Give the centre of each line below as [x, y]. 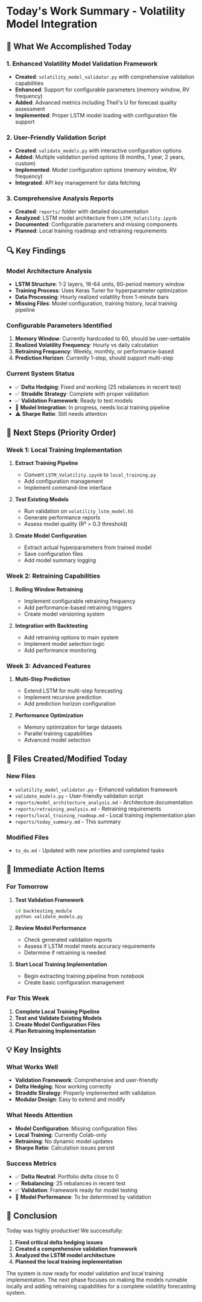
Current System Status [40, 373]
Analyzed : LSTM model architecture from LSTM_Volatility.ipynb [96, 218]
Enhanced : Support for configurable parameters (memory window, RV [102, 90]
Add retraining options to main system [71, 637]
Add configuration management [64, 481]
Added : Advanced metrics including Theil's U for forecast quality [96, 102]
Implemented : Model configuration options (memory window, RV [96, 170]
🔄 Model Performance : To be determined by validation [83, 1197]
